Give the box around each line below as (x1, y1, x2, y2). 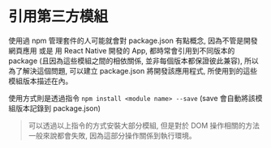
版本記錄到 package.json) (15, 103, 101, 113)
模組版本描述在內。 (8, 76, 73, 86)
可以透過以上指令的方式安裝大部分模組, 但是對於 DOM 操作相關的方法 (28, 121, 260, 130)
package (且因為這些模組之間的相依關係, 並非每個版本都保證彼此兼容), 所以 (8, 56, 259, 66)
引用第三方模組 (8, 7, 109, 26)
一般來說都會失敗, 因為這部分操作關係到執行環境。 (28, 130, 196, 140)
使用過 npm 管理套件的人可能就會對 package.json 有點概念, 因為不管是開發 (8, 36, 258, 45)
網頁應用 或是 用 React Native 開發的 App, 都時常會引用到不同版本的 (8, 45, 235, 55)
